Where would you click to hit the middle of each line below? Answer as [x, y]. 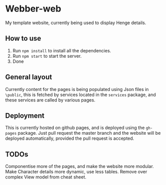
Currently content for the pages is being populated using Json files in [77, 89]
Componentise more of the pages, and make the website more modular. [80, 166]
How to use [23, 38]
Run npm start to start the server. [47, 56]
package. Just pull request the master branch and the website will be [89, 133]
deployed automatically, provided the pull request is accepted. [70, 138]
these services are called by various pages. [50, 100]
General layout [29, 77]
